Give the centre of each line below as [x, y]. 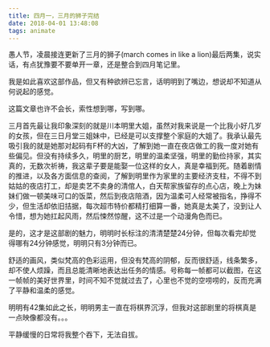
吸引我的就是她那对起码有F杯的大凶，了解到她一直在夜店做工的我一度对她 [130, 146]
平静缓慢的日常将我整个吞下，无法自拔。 [75, 335]
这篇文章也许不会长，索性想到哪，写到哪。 [79, 108]
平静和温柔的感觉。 [47, 291]
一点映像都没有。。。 [40, 317]
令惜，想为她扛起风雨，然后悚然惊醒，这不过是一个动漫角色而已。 [117, 216]
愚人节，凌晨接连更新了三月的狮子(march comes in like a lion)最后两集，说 [131, 55]
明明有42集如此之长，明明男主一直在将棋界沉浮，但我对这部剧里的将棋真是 [133, 308]
